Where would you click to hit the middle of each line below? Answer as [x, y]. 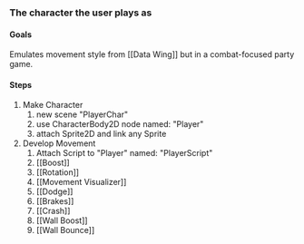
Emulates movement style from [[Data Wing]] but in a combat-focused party [152, 54]
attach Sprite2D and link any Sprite [101, 134]
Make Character [53, 105]
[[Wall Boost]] [62, 220]
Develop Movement [59, 143]
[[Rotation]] [58, 172]
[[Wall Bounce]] [65, 230]
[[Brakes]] [55, 201]
